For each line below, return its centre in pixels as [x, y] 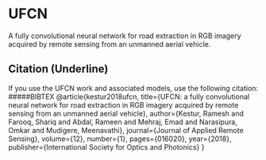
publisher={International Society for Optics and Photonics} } [106, 147]
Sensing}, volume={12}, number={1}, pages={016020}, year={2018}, [120, 139]
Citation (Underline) [58, 69]
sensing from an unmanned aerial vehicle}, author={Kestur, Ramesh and [126, 113]
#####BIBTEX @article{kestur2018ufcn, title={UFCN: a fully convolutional [129, 97]
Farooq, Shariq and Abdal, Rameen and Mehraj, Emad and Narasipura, [123, 122]
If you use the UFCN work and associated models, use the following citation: [133, 88]
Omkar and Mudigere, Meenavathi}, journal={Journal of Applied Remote [126, 130]
